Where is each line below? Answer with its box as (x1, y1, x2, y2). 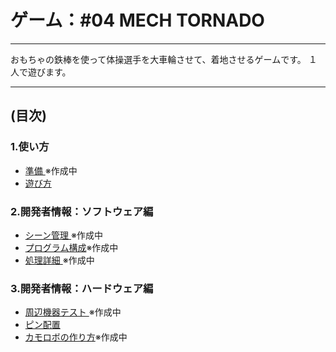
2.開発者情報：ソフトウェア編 (10, 204, 154, 218)
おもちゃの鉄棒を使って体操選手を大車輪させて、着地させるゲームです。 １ (10, 53, 318, 65)
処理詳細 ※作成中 (24, 254, 95, 266)
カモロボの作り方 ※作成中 (24, 331, 128, 343)
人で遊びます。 (10, 66, 72, 78)
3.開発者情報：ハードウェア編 (10, 281, 154, 295)
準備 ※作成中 (24, 164, 78, 176)
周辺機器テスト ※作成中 (24, 306, 122, 318)
